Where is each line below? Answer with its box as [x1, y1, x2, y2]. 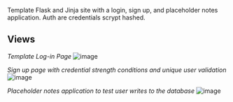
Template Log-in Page [7, 52, 72, 60]
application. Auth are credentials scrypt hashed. [7, 13, 146, 22]
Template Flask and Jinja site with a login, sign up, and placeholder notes [7, 6, 218, 14]
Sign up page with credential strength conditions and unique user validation [7, 66, 227, 74]
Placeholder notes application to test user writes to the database [7, 87, 195, 95]
